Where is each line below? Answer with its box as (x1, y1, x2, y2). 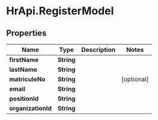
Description (81, 46, 116, 54)
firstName (9, 56, 39, 64)
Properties (6, 28, 47, 38)
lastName (9, 66, 38, 73)
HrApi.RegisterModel (6, 4, 114, 18)
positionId (9, 94, 39, 103)
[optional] (121, 75, 149, 83)
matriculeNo (9, 75, 46, 83)
